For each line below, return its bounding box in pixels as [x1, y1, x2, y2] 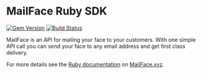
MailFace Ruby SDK [6, 4, 108, 18]
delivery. [6, 49, 29, 56]
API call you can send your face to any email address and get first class [6, 42, 186, 50]
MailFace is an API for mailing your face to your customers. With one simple [6, 36, 196, 43]
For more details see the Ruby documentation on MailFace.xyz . [6, 61, 164, 68]
